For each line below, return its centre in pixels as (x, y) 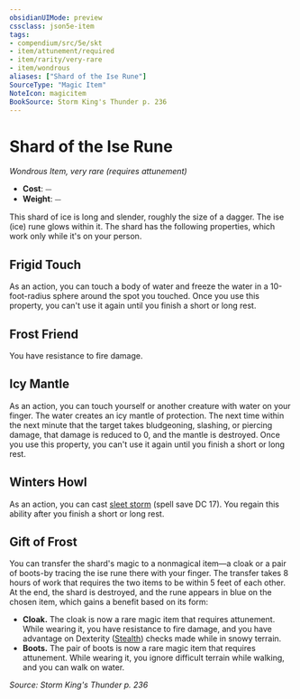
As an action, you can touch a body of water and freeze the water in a (139, 286)
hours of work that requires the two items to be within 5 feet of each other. (148, 582)
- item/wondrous (40, 69)
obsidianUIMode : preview (56, 18)
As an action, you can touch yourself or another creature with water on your (150, 405)
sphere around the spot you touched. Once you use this (156, 296)
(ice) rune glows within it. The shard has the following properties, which (142, 227)
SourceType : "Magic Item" (58, 85)
